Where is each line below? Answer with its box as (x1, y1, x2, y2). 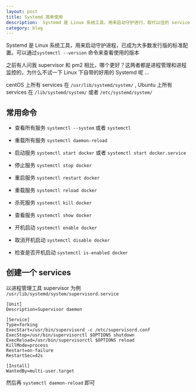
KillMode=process (6, 342, 49, 348)
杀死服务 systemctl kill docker (14, 199, 92, 206)
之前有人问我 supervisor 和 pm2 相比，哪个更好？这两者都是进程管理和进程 (6, 62, 187, 69)
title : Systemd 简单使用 (6, 14, 63, 20)
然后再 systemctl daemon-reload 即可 (6, 379, 95, 386)
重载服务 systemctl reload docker (14, 187, 98, 194)
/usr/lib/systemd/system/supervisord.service (6, 291, 119, 297)
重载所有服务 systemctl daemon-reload (14, 137, 108, 144)
